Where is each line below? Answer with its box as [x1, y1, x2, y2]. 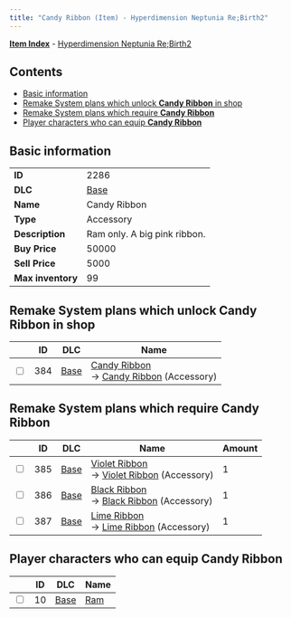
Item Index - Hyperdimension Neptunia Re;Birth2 [9, 38, 192, 49]
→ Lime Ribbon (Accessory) [90, 520, 211, 533]
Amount [222, 442, 258, 454]
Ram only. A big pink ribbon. [86, 228, 206, 241]
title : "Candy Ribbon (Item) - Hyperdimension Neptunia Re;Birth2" [9, 13, 269, 23]
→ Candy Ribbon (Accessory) [90, 370, 218, 383]
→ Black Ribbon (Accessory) [90, 494, 213, 507]
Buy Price [14, 242, 57, 255]
